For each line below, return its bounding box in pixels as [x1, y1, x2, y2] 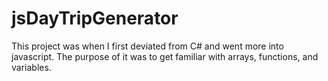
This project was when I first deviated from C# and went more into [11, 40, 284, 52]
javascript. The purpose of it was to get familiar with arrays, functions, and [11, 50, 319, 62]
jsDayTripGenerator [11, 7, 179, 30]
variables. [11, 61, 52, 73]
